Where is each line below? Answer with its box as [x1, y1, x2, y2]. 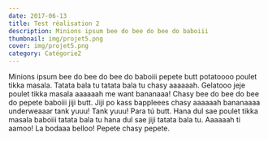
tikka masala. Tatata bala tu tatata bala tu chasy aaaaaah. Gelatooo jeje [8, 80, 246, 90]
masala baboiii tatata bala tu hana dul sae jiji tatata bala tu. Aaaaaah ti [8, 115, 241, 124]
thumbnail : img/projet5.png [8, 34, 104, 43]
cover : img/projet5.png [8, 42, 89, 50]
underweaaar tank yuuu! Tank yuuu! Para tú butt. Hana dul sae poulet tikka [8, 106, 258, 116]
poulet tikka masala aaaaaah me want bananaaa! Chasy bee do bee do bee [8, 89, 260, 98]
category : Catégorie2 [8, 49, 82, 58]
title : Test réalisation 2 [8, 19, 100, 28]
